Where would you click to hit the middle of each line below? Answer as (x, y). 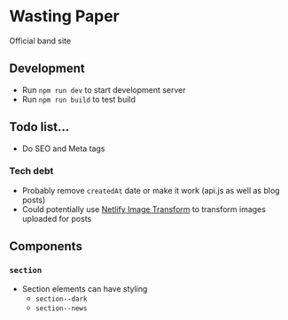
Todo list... (39, 127)
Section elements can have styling (85, 288)
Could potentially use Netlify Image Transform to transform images (144, 209)
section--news (61, 308)
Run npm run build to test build (78, 99)
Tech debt (31, 171)
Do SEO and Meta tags (63, 149)
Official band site (40, 41)
